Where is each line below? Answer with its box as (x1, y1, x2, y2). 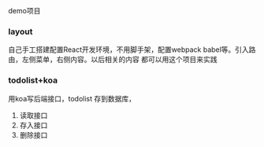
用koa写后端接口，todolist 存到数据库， (8, 94, 136, 103)
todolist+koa (8, 75, 58, 86)
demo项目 (8, 6, 41, 15)
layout (8, 26, 33, 37)
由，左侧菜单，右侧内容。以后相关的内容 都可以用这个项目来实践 (8, 55, 218, 64)
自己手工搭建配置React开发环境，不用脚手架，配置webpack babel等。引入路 (8, 45, 256, 54)
